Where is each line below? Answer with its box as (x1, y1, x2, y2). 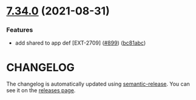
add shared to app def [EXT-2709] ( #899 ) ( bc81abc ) (15, 39, 146, 46)
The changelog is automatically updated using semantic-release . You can (6, 80, 190, 88)
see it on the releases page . (6, 87, 76, 94)
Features (6, 26, 33, 34)
